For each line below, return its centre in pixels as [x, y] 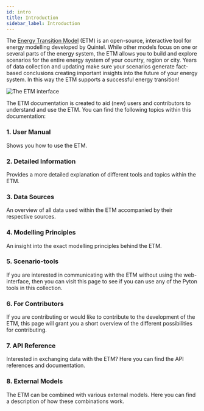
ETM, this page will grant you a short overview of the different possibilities [100, 324]
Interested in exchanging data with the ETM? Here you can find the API [95, 359]
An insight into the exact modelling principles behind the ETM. [84, 246]
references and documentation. [46, 366]
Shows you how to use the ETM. [47, 145]
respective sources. [31, 217]
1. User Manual [29, 132]
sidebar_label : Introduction [43, 23]
